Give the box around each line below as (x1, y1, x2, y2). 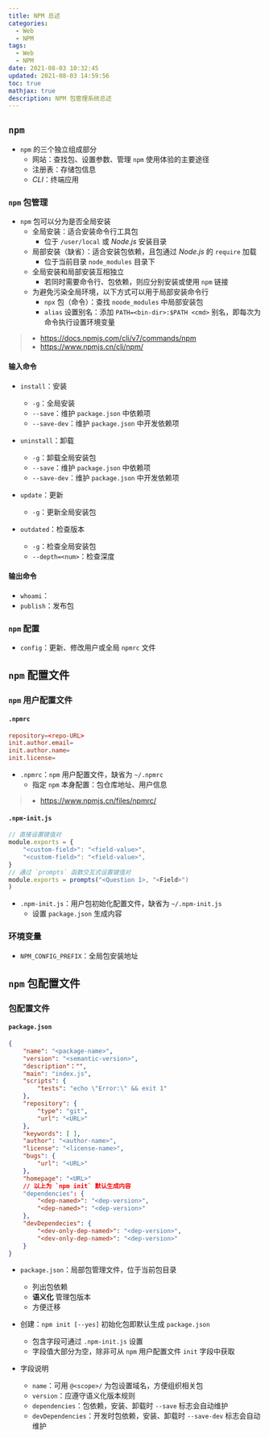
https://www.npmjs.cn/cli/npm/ (39, 342, 143, 351)
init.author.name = (8, 746, 70, 754)
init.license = (8, 754, 56, 763)
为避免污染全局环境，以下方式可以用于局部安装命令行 (31, 287, 209, 297)
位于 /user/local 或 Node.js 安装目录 (43, 237, 168, 247)
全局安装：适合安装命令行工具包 (31, 227, 139, 236)
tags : (8, 42, 27, 50)
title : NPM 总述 (8, 11, 60, 20)
